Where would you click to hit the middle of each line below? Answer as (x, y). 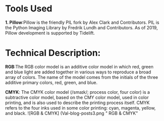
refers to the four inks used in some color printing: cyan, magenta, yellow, (81, 108)
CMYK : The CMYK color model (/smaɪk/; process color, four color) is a (78, 92)
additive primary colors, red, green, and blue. (51, 82)
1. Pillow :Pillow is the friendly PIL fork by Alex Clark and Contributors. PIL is (82, 22)
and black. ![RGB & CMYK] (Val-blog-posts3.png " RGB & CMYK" (72, 113)
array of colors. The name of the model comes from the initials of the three (82, 77)
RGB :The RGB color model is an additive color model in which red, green (79, 66)
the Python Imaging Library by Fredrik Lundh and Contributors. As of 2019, (82, 27)
